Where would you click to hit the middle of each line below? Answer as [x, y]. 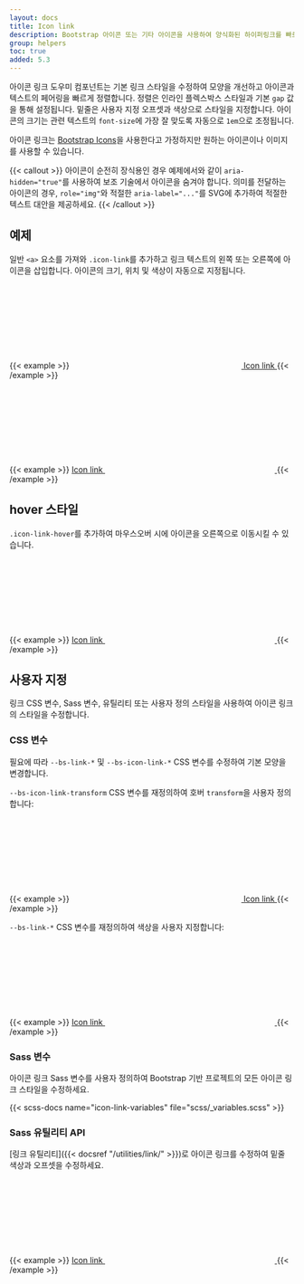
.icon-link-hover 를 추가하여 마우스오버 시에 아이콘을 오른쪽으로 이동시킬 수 [144, 533]
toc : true [28, 52]
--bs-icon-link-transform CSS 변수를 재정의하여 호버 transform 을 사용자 [142, 792]
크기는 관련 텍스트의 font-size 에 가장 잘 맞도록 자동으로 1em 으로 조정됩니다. [160, 120]
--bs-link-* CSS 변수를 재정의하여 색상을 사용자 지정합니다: [117, 927]
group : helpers [38, 43]
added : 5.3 [30, 60]
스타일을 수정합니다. [54, 715]
